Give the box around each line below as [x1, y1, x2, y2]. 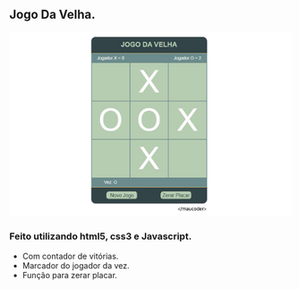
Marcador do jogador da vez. [21, 259, 130, 271]
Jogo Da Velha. [9, 7, 96, 22]
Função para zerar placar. [21, 269, 118, 280]
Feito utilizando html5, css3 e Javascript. [9, 230, 192, 242]
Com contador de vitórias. [21, 251, 119, 261]
